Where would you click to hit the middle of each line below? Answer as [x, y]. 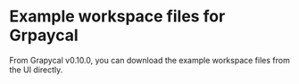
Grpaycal [44, 35]
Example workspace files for [117, 17]
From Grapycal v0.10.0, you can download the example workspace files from [149, 60]
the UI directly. [36, 70]
